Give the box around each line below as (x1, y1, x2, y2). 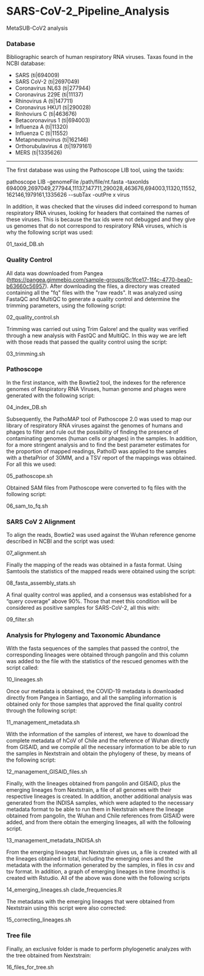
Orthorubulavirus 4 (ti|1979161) (15, 143, 92, 150)
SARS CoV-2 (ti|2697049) (15, 78, 80, 86)
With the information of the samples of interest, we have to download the (6, 731, 189, 738)
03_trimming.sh (6, 350, 46, 357)
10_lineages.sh (6, 676, 43, 683)
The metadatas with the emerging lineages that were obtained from (6, 898, 175, 906)
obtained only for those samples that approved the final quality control (6, 700, 182, 708)
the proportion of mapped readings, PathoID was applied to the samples (6, 448, 187, 455)
